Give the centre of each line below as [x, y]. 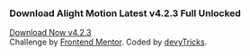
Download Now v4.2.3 [50, 33]
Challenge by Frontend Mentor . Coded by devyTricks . [108, 42]
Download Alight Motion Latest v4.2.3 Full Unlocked [125, 13]
